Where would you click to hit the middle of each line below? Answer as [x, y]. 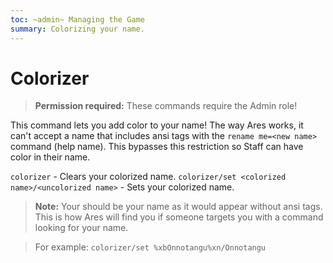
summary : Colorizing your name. [77, 29]
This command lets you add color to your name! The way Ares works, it [157, 125]
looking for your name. [81, 228]
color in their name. [50, 157]
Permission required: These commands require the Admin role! [166, 106]
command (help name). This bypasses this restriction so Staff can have [157, 147]
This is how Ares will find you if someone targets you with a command [179, 217]
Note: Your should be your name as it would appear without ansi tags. [178, 207]
